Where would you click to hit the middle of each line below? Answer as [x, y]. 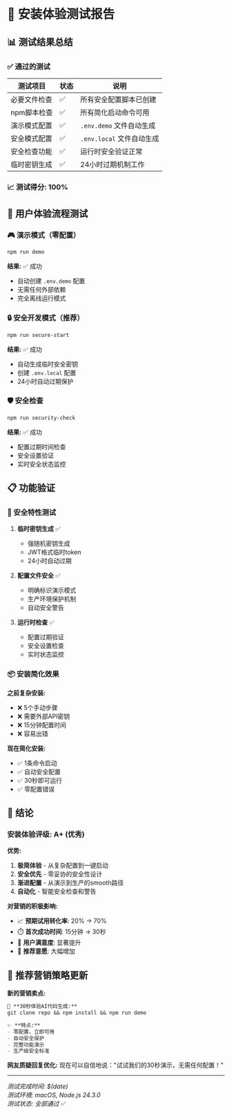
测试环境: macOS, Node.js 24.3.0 [54, 1095]
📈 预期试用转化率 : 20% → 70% [62, 921]
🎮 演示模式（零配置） [44, 235]
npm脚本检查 [32, 112]
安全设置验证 [35, 455]
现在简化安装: [27, 748]
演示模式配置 [32, 125]
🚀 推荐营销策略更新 [48, 975]
